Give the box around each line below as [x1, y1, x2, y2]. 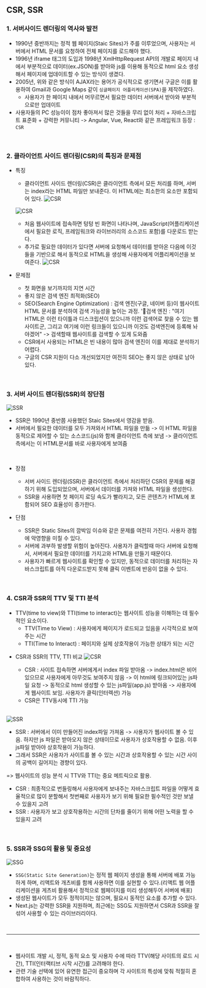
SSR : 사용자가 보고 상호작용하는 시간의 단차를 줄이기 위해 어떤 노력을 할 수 [15, 808, 194, 815]
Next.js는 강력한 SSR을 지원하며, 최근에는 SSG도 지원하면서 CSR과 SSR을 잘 [15, 901, 199, 909]
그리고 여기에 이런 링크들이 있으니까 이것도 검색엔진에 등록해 [47, 322, 192, 330]
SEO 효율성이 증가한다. [40, 501, 96, 508]
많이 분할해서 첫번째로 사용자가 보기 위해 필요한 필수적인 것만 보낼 [36, 792, 194, 800]
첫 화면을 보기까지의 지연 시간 [24, 284, 95, 291]
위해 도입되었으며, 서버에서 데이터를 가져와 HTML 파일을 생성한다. [36, 485, 194, 493]
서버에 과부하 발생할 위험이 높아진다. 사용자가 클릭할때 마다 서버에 [24, 542, 182, 550]
